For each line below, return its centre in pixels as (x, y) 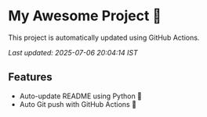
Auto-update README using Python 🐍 (81, 96)
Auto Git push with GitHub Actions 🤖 (78, 104)
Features (30, 77)
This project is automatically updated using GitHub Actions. (104, 37)
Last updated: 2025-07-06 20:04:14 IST (73, 52)
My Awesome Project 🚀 (85, 16)
